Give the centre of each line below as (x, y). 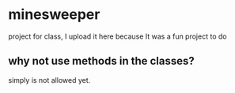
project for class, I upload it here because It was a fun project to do (117, 36)
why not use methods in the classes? (102, 61)
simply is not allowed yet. (49, 80)
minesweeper (54, 15)
